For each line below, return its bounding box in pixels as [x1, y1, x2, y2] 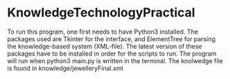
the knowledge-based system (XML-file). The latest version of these [7, 42, 202, 50]
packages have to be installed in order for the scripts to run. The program [7, 49, 217, 58]
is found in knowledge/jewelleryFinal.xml [7, 64, 123, 72]
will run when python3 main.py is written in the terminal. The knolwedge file [7, 56, 223, 65]
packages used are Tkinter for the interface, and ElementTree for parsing [7, 34, 216, 43]
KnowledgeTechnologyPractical [7, 5, 195, 21]
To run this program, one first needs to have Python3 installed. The [7, 27, 199, 36]
